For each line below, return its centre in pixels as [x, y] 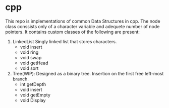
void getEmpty [35, 95]
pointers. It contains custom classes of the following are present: [73, 32]
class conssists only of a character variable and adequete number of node [82, 26]
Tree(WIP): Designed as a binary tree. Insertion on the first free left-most [88, 73]
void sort [29, 68]
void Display [33, 100]
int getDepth [33, 84]
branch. [21, 79]
